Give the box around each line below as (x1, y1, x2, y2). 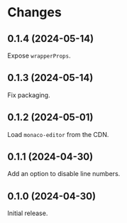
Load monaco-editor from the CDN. (7, 130, 109, 138)
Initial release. (7, 209, 48, 217)
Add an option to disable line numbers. (7, 170, 121, 178)
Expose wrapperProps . (7, 51, 71, 60)
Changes (7, 4, 62, 21)
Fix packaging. (7, 90, 51, 99)
